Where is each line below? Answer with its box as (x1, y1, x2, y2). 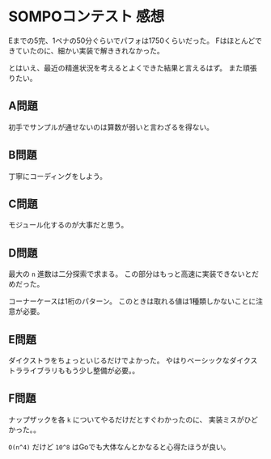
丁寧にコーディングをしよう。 (8, 171, 108, 181)
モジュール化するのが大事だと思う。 (8, 220, 129, 230)
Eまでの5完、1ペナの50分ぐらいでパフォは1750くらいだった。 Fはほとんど (8, 36, 256, 45)
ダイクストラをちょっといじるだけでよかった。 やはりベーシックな (8, 355, 230, 365)
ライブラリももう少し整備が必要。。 (22, 366, 140, 375)
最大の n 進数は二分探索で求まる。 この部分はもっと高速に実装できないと (8, 269, 252, 279)
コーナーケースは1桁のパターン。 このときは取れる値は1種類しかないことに (8, 296, 256, 306)
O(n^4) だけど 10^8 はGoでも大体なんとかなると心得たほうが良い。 (8, 442, 231, 452)
